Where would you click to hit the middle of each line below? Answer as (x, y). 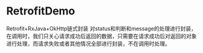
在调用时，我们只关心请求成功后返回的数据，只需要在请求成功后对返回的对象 (101, 36)
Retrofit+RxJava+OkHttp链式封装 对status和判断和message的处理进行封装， (101, 28)
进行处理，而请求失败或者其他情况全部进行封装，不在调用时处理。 (88, 43)
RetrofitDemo (41, 11)
